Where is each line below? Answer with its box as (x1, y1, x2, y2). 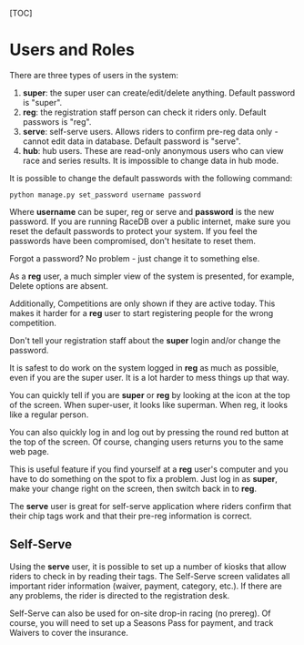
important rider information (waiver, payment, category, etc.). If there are (9, 580, 282, 591)
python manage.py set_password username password (9, 190, 202, 200)
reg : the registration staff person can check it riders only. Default (22, 107, 267, 118)
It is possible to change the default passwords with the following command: (9, 172, 293, 183)
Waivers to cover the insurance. (9, 627, 129, 638)
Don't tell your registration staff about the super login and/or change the (9, 334, 281, 345)
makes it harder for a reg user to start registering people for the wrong (9, 307, 274, 318)
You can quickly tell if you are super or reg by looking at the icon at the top (9, 389, 291, 400)
